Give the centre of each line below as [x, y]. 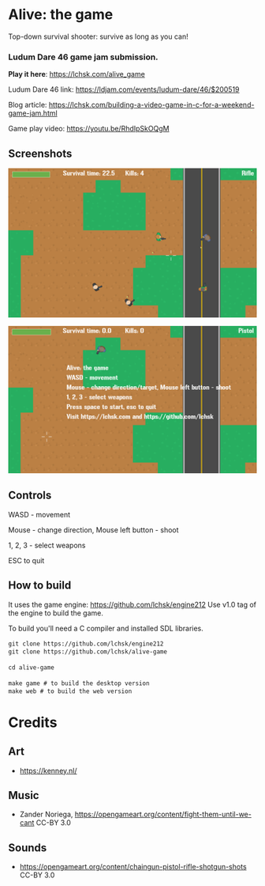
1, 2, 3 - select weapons [47, 545]
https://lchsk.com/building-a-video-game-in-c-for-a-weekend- [151, 105]
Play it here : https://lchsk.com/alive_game [77, 74]
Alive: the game [61, 15]
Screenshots [40, 153]
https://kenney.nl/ [48, 771]
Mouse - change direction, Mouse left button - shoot [93, 530]
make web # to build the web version [70, 691]
